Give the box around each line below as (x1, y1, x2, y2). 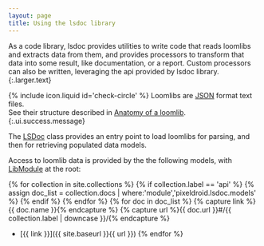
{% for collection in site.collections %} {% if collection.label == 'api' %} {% (8, 179, 255, 188)
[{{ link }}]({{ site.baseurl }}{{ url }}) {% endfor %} (19, 228, 183, 238)
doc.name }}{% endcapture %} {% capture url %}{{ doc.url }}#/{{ (15, 204, 231, 214)
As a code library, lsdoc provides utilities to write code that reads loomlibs (8, 41, 251, 50)
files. (8, 99, 25, 109)
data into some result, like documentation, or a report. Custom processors (8, 58, 251, 68)
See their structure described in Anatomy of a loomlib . (8, 107, 186, 117)
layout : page (8, 11, 52, 20)
